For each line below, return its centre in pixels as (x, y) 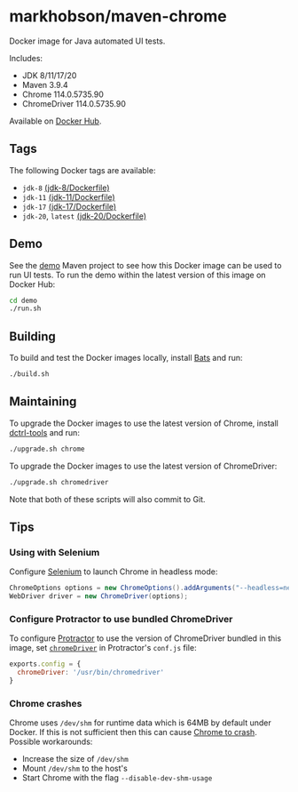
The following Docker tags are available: (82, 170)
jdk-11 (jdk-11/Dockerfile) (68, 196)
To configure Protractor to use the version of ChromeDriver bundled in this (145, 638)
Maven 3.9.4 (45, 84)
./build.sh (29, 374)
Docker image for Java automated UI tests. (87, 41)
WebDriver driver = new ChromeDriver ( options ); (99, 596)
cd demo (24, 300)
